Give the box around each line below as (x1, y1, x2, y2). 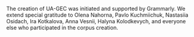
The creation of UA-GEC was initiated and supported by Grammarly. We (6, 5, 186, 12)
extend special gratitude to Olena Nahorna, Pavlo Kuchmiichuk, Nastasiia (6, 11, 189, 18)
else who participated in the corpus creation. (6, 24, 118, 31)
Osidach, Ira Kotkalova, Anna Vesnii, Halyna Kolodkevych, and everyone (6, 18, 186, 24)
